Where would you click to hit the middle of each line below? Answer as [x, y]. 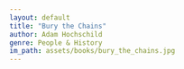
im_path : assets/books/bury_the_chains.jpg [92, 51]
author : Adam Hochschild [56, 34]
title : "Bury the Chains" [58, 26]
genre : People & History [56, 43]
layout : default [40, 17]
